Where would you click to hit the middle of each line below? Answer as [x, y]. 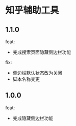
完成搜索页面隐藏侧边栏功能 [42, 52]
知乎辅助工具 [32, 10]
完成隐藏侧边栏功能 [33, 118]
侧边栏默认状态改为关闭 [37, 73]
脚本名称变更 [26, 79]
